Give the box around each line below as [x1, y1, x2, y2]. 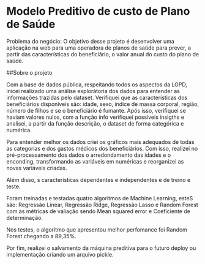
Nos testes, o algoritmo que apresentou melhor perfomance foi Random [6, 225, 188, 233]
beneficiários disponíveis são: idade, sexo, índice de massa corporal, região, [6, 100, 199, 108]
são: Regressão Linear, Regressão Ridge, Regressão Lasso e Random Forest [6, 201, 199, 208]
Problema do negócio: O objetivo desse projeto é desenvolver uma [6, 37, 174, 45]
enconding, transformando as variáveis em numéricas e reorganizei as [6, 157, 184, 165]
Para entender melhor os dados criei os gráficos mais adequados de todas [6, 138, 195, 145]
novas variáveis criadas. [6, 164, 67, 172]
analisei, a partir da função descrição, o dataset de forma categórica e [6, 119, 184, 127]
